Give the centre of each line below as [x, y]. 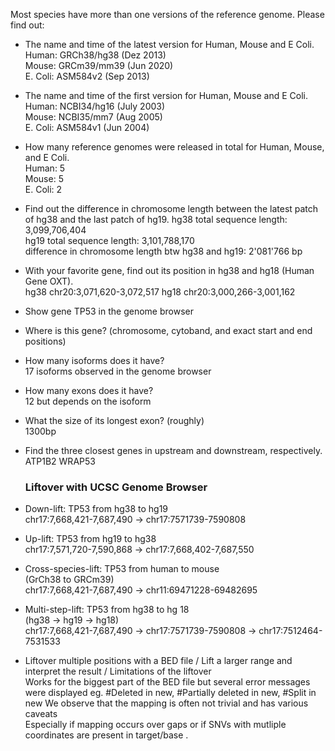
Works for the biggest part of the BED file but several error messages [167, 682]
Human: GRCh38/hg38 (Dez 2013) [95, 55]
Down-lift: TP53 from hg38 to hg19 [96, 509]
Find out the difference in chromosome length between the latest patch [171, 208]
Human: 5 [45, 168]
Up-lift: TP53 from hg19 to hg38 [90, 539]
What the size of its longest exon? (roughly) [114, 420]
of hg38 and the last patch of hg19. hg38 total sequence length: [156, 219]
